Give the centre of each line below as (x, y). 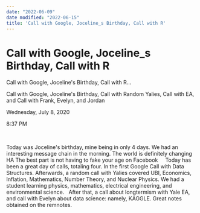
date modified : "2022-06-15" (43, 17)
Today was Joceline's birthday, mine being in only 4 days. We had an (92, 147)
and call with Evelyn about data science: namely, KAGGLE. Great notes (94, 199)
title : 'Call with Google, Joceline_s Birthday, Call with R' (86, 23)
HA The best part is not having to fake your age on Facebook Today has (99, 160)
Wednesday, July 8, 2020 (38, 112)
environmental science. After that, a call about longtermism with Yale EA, (98, 192)
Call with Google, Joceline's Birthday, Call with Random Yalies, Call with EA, (100, 94)
